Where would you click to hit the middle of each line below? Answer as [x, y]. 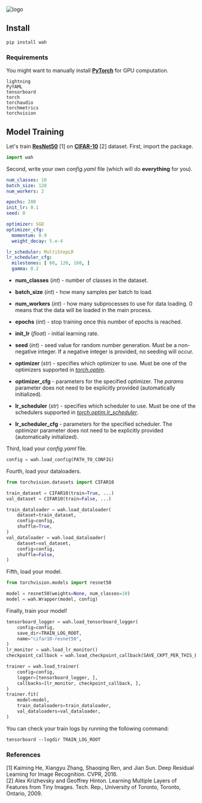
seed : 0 [16, 213]
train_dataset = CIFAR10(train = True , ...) [60, 493]
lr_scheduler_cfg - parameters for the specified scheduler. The [93, 424]
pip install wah [26, 42]
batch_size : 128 [26, 185]
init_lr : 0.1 [23, 208]
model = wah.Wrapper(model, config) [52, 600]
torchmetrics [23, 108]
